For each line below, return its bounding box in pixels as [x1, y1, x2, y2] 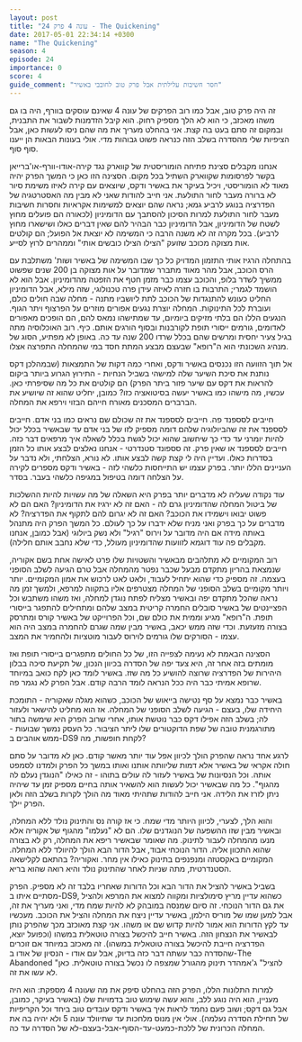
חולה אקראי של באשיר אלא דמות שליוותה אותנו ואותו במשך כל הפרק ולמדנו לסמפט [9, 759, 290, 770]
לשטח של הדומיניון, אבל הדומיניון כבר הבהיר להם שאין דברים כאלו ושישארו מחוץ [9, 218, 280, 229]
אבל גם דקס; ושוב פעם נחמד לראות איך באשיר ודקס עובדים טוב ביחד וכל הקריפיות [9, 1003, 288, 1014]
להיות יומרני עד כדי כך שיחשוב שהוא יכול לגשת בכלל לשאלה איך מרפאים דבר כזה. [9, 433, 285, 444]
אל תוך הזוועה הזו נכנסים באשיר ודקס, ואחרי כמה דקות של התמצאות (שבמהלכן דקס [9, 358, 292, 369]
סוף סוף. [9, 143, 39, 154]
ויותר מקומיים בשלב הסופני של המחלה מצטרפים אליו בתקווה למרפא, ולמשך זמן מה [9, 583, 289, 593]
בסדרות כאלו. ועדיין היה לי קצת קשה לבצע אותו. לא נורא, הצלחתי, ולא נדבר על [9, 452, 273, 463]
